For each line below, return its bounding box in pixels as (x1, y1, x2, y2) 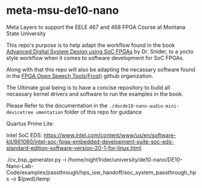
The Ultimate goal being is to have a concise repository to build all (6, 83, 171, 91)
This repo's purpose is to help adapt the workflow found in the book (6, 41, 175, 49)
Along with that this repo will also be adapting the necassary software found (6, 65, 195, 73)
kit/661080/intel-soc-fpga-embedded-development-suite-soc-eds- (6, 138, 174, 145)
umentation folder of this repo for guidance (36, 108, 142, 115)
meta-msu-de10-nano (6, 4, 119, 17)
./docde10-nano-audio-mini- (109, 103, 180, 109)
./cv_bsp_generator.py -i (6, 156, 66, 163)
